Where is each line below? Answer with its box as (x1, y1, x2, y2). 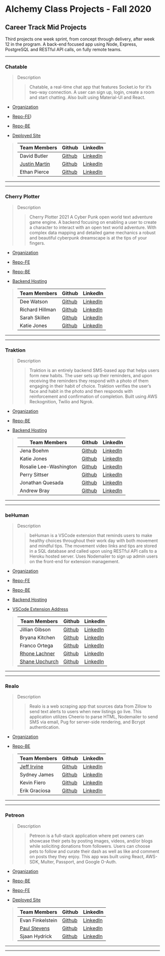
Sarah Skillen (19, 314, 50, 321)
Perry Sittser (19, 471, 49, 478)
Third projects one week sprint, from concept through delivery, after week (5, 36, 155, 42)
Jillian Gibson (19, 626, 51, 633)
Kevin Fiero (19, 779, 46, 786)
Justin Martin (19, 161, 50, 168)
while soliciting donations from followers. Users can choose (29, 843, 151, 849)
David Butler (19, 152, 48, 159)
